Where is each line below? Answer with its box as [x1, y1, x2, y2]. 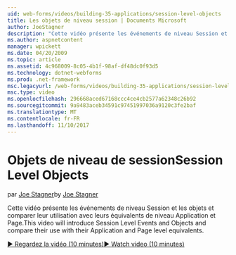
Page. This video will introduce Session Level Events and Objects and [7, 219, 206, 228]
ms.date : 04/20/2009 [7, 50, 68, 57]
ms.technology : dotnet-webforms [7, 69, 102, 76]
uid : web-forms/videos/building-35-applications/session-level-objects [7, 10, 221, 18]
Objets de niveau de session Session [7, 152, 223, 168]
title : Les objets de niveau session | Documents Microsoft [7, 17, 188, 24]
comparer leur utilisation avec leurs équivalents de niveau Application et [7, 211, 216, 220]
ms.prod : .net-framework [7, 75, 80, 83]
